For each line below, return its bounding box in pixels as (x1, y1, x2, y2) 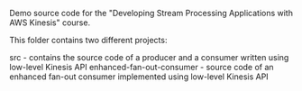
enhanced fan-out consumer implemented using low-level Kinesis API (9, 71, 269, 82)
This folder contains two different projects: (9, 35, 168, 45)
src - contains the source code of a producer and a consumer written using (9, 52, 289, 62)
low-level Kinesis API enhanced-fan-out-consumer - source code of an (9, 62, 274, 72)
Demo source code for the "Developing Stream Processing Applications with (9, 8, 293, 18)
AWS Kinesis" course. (9, 17, 91, 28)
